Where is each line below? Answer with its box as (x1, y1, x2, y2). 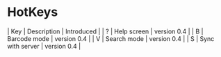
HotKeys (7, 4, 58, 20)
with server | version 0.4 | (7, 42, 81, 50)
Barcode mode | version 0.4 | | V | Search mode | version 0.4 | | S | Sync (7, 34, 215, 42)
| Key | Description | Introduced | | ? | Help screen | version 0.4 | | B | (7, 27, 204, 35)
